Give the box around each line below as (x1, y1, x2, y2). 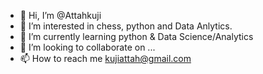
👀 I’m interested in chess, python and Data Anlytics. (19, 20, 233, 32)
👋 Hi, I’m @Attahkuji (19, 10, 102, 21)
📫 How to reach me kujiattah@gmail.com (19, 53, 192, 64)
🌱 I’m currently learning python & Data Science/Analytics (19, 31, 254, 42)
